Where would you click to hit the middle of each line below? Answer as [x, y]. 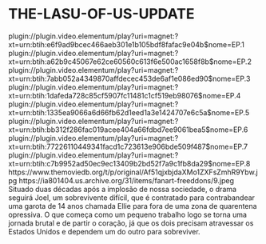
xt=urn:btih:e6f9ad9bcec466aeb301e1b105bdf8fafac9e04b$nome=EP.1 [127, 44]
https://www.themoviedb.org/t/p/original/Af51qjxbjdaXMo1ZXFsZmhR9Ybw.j [133, 172]
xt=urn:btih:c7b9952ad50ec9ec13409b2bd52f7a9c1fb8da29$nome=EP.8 [129, 163]
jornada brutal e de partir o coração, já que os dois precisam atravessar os [131, 223]
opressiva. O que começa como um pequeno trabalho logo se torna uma [128, 214]
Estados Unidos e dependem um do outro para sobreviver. [105, 231]
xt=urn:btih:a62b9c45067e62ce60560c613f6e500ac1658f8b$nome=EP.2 [130, 62]
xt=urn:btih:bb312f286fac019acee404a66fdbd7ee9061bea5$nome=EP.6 [128, 130]
